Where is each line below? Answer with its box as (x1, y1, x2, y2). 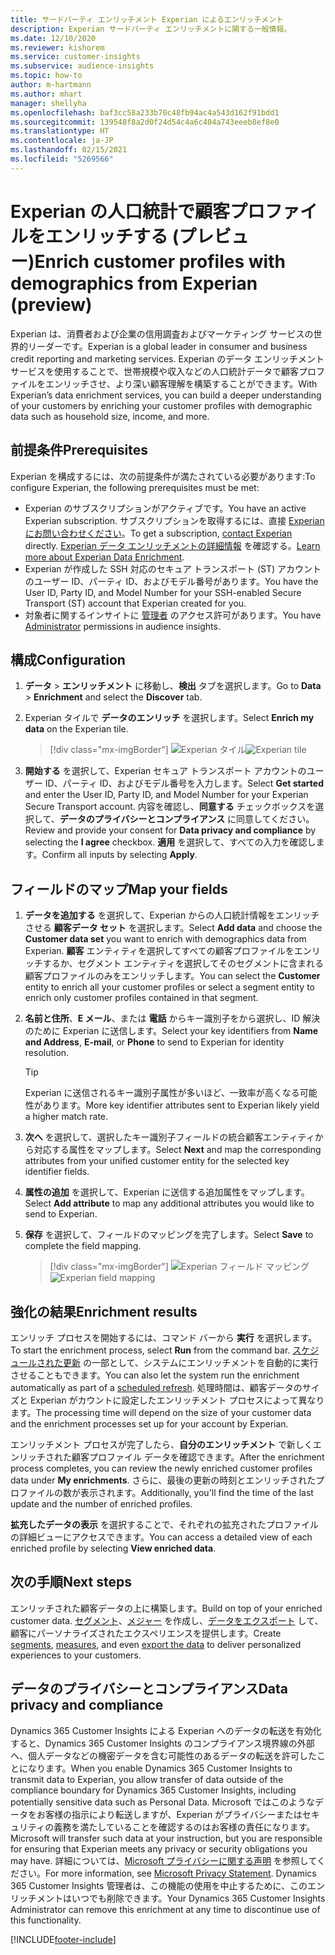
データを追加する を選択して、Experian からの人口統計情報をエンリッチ (24, 909, 320, 921)
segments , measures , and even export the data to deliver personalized (10, 1638, 302, 1650)
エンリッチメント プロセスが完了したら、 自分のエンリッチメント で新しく (10, 1438, 313, 1450)
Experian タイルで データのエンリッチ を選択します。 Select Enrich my (24, 712, 315, 724)
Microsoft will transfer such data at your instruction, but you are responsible (10, 1832, 323, 1844)
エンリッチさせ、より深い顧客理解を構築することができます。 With (44, 377, 318, 390)
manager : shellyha (10, 98, 87, 108)
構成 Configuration (10, 651, 126, 668)
